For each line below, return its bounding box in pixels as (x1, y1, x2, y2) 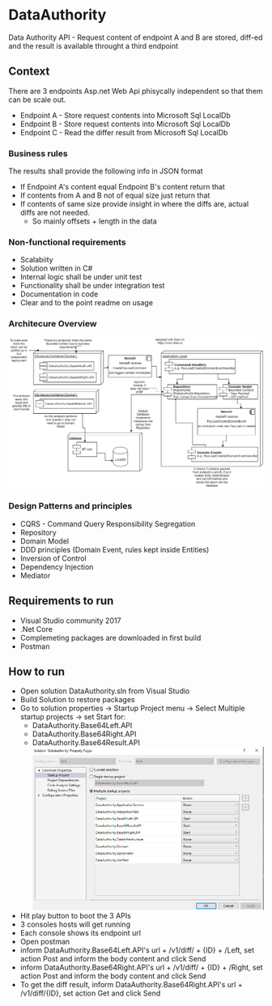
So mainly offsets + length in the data (32, 216, 158, 226)
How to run (8, 664, 66, 678)
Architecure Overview (8, 318, 97, 330)
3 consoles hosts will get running (19, 919, 131, 929)
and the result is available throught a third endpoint (8, 40, 179, 50)
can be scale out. (8, 95, 66, 104)
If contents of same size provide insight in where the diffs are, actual (19, 199, 249, 209)
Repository (19, 527, 57, 537)
